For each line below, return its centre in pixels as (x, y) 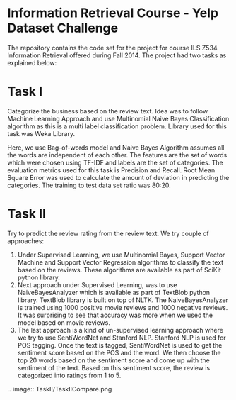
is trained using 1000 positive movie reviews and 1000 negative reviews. (123, 307)
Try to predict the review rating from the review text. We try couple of (108, 233)
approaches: (26, 241)
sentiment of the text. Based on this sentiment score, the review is (114, 367)
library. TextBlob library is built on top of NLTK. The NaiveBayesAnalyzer (123, 300)
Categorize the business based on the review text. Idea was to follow (108, 111)
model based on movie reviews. (64, 322)
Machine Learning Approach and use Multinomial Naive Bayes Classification (118, 118)
